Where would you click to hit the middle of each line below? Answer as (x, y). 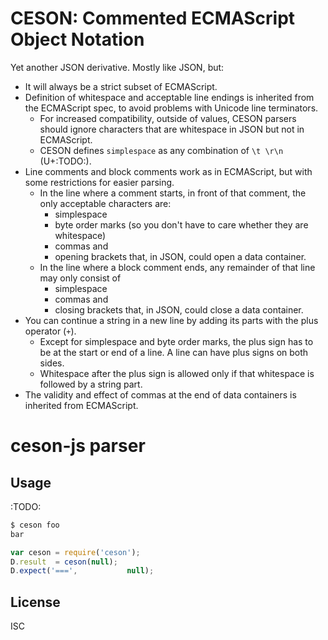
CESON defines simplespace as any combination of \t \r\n (161, 150)
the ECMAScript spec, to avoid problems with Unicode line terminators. (171, 108)
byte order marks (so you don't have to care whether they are (181, 224)
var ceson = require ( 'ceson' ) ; (75, 552)
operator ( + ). (50, 331)
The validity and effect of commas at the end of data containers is (160, 394)
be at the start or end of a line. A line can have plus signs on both (174, 352)
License (35, 602)
